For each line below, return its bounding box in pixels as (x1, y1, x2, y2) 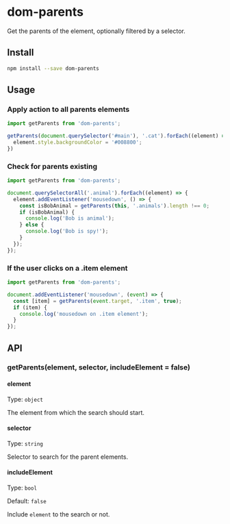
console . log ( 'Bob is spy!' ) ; (25, 228, 109, 235)
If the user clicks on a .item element (7, 263, 128, 273)
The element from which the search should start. (7, 408, 145, 416)
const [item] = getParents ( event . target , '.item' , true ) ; (13, 297, 183, 304)
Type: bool (7, 483, 38, 492)
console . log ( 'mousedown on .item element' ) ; (19, 310, 149, 317)
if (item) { (13, 304, 48, 311)
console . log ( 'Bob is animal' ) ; (25, 215, 115, 222)
